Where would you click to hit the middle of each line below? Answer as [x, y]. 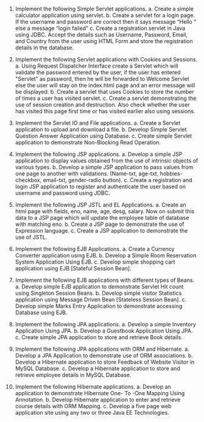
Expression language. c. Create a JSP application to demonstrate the [101, 230]
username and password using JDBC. [63, 193]
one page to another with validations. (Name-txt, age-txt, [87, 174]
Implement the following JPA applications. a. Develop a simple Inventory [105, 324]
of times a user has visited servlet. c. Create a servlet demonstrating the [106, 98]
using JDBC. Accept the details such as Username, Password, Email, [101, 35]
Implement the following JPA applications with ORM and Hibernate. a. [102, 349]
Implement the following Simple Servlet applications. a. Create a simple [104, 9]
